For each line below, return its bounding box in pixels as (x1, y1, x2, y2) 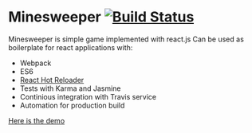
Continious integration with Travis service (19, 92, 157, 101)
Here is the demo (8, 115, 65, 125)
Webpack (19, 58, 52, 68)
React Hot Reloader (19, 75, 85, 84)
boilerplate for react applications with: (8, 42, 133, 52)
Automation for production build (19, 100, 125, 110)
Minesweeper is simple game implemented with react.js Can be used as (8, 34, 245, 44)
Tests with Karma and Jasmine (19, 84, 121, 93)
